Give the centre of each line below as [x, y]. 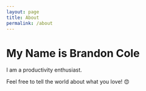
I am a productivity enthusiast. [44, 70]
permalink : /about [30, 23]
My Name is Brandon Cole [73, 53]
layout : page [23, 12]
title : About [23, 18]
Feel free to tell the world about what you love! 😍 [68, 82]
